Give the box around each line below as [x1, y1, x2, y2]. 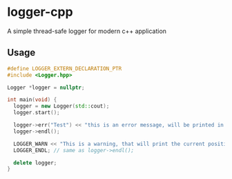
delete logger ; [13, 159, 57, 166]
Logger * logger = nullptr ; [7, 84, 85, 91]
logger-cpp [7, 4, 74, 20]
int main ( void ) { [7, 96, 57, 103]
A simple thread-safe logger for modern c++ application [7, 27, 167, 35]
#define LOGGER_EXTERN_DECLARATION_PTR [7, 65, 122, 72]
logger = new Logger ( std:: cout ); [13, 103, 110, 110]
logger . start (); [13, 109, 60, 116]
